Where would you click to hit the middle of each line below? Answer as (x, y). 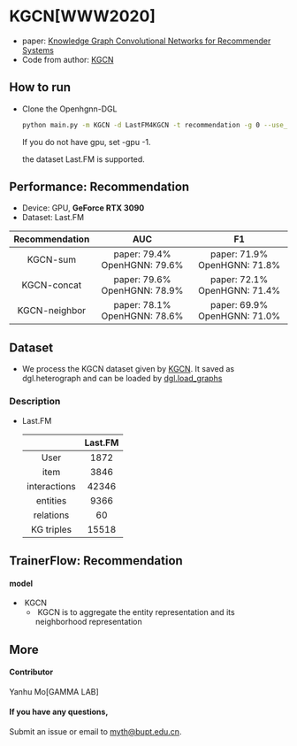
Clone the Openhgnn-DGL (69, 109)
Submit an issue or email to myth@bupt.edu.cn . (95, 731)
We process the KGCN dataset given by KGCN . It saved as (128, 369)
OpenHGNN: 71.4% (240, 291)
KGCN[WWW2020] (83, 16)
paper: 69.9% (240, 305)
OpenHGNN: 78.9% (142, 291)
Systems (38, 50)
